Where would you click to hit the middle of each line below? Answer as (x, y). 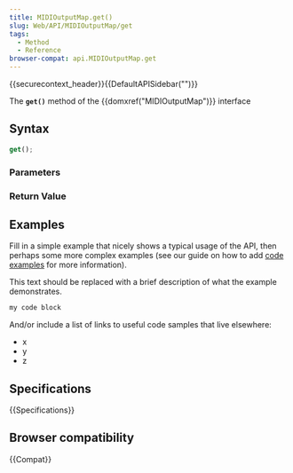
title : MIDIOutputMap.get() (61, 17)
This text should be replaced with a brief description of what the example (143, 282)
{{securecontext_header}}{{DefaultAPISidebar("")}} (103, 84)
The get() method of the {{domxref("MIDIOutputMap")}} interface (130, 101)
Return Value (38, 196)
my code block (36, 308)
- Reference (40, 51)
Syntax (29, 129)
